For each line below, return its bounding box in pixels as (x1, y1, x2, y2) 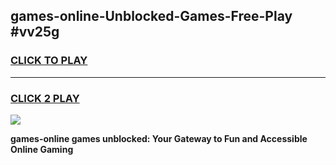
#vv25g (10, 24, 60, 41)
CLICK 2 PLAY (10, 91, 80, 105)
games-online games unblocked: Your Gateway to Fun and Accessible (10, 132, 308, 144)
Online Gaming (10, 143, 74, 155)
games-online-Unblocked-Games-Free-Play (10, 8, 293, 25)
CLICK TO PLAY (10, 54, 88, 68)
